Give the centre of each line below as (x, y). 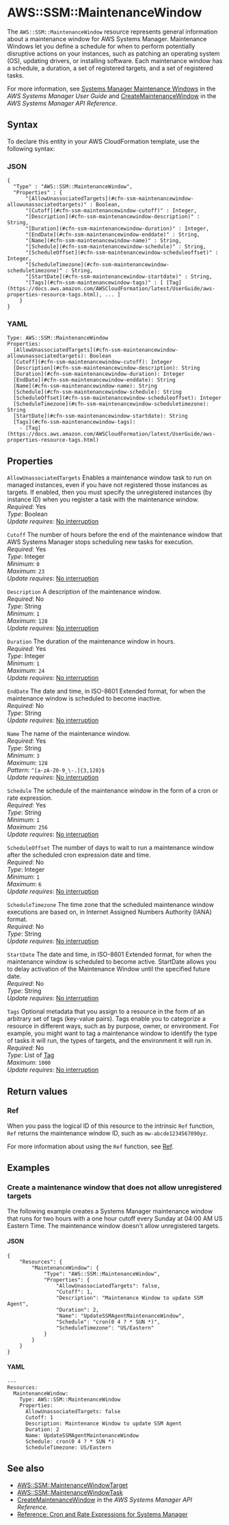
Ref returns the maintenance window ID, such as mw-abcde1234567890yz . (108, 1133)
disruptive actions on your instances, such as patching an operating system (113, 54)
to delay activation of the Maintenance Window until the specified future (109, 969)
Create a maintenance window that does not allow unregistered (114, 1187)
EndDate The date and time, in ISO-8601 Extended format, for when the (107, 691)
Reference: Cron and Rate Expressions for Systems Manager (102, 1514)
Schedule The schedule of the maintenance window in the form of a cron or (113, 791)
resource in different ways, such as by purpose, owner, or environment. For (113, 1026)
